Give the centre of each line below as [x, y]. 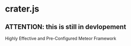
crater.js [22, 9]
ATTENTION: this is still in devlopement [66, 27]
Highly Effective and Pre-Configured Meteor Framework [61, 38]
